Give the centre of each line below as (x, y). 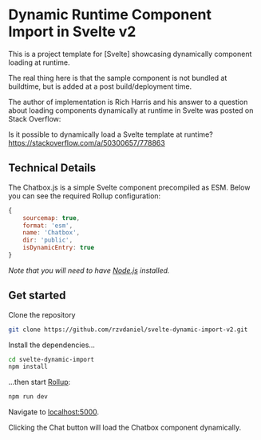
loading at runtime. (39, 62)
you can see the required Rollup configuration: (85, 196)
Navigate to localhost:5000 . (54, 412)
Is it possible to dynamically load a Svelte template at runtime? (111, 134)
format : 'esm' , (48, 226)
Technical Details (52, 168)
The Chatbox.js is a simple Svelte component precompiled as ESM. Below (129, 187)
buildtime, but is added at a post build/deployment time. (100, 86)
